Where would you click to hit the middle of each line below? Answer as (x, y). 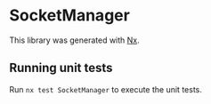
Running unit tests (61, 68)
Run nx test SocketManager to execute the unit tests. (105, 89)
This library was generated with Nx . (74, 40)
